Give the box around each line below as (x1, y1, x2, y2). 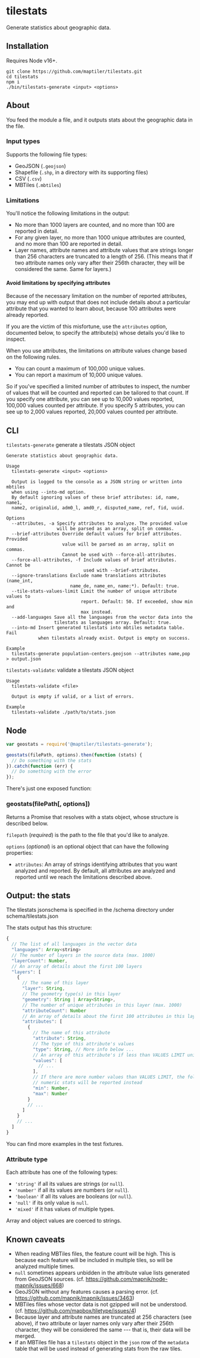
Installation (6, 41, 49, 51)
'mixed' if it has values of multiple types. (14, 1206, 115, 1213)
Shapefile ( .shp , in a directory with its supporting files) (14, 169, 149, 176)
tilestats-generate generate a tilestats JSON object (6, 441, 135, 448)
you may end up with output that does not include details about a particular (6, 299, 190, 306)
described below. (6, 820, 49, 827)
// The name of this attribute (32, 1030, 111, 1036)
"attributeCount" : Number (21, 1008, 86, 1014)
